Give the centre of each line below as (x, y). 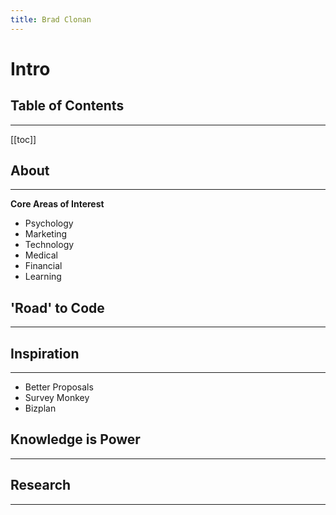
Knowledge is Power (75, 439)
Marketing (46, 234)
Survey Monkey (57, 398)
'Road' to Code (57, 307)
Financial (43, 266)
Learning (43, 277)
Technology (49, 245)
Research (41, 485)
